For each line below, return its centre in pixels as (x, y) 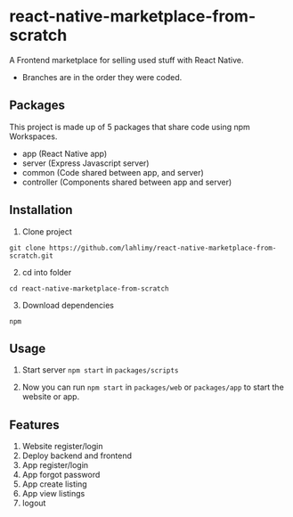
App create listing (54, 484)
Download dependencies (68, 305)
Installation (41, 210)
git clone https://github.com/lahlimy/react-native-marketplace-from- (143, 248)
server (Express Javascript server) (85, 163)
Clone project (47, 231)
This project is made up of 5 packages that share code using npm (130, 127)
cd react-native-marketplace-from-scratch (89, 288)
